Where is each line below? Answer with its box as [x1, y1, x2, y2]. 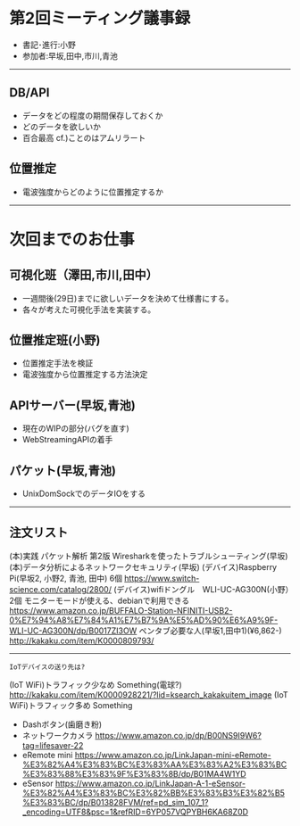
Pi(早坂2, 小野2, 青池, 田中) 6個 [9, 573, 123, 583]
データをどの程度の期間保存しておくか [21, 110, 163, 120]
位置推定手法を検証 [21, 358, 94, 368]
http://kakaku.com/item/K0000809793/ [9, 635, 154, 646]
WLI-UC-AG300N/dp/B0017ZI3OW [9, 625, 137, 636]
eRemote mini [21, 749, 73, 760]
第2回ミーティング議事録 [9, 8, 190, 29]
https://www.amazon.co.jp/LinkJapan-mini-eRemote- [74, 749, 271, 760]
